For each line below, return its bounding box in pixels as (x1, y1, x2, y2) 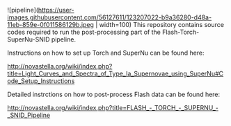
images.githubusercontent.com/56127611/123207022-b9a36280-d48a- (7, 13, 212, 21)
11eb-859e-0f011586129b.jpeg (7, 21, 94, 28)
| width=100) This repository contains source (95, 21, 225, 28)
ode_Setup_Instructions (7, 77, 75, 85)
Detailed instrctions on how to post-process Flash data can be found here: (7, 90, 221, 98)
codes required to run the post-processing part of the (7, 28, 161, 36)
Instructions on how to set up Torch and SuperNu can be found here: (7, 48, 205, 57)
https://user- (38, 6, 74, 14)
